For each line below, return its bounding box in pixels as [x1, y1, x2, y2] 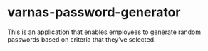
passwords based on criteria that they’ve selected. [7, 35, 156, 43]
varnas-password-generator [7, 4, 181, 21]
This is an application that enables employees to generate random [7, 28, 202, 36]
